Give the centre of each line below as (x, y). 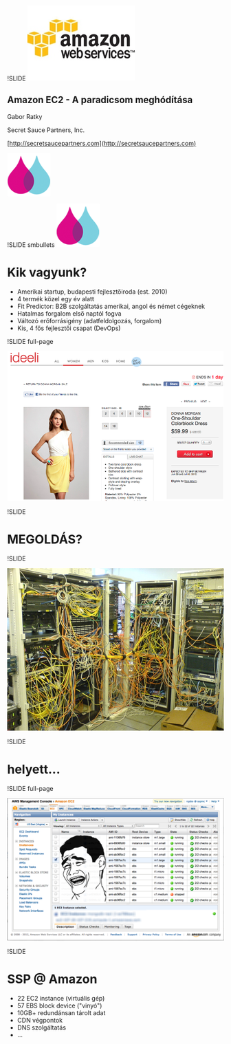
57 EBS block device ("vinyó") (59, 1005)
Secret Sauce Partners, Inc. (46, 130)
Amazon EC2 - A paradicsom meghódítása (100, 100)
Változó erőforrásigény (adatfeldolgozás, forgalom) (89, 320)
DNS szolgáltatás (42, 1027)
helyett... (34, 769)
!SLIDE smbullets (31, 244)
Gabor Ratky (25, 116)
